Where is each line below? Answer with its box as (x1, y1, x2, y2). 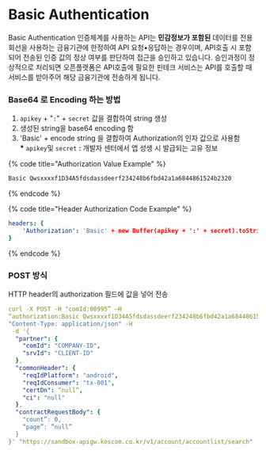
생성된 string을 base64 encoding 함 (19, 124, 135, 133)
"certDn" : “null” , (22, 386, 83, 394)
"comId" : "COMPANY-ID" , (22, 342, 101, 350)
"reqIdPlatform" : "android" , (22, 371, 119, 380)
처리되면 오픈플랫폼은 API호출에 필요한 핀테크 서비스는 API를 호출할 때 (35, 62, 253, 72)
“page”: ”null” (22, 423, 73, 431)
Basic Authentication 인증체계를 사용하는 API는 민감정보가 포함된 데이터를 (8, 32, 239, 42)
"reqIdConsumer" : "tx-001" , (22, 379, 115, 387)
